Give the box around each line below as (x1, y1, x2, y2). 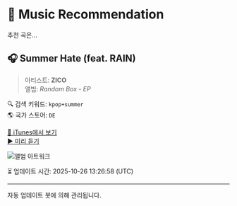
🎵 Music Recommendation (7, 6, 164, 23)
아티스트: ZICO (24, 76, 67, 84)
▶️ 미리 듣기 (7, 137, 40, 145)
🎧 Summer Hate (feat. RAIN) (7, 52, 136, 64)
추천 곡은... (7, 30, 37, 39)
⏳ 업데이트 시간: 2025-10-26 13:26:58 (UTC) (7, 166, 134, 176)
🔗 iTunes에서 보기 (7, 127, 58, 137)
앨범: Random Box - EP (24, 84, 91, 93)
